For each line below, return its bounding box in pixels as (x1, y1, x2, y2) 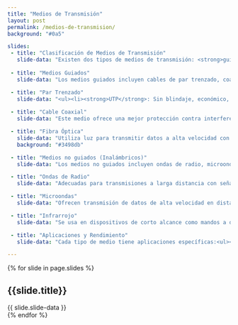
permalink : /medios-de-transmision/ (7, 23, 115, 31)
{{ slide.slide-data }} (7, 303, 67, 312)
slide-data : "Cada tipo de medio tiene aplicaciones (16, 238, 176, 246)
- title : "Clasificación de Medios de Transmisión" (10, 50, 166, 57)
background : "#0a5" (7, 30, 65, 38)
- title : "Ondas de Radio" (10, 173, 91, 181)
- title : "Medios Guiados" (10, 69, 91, 77)
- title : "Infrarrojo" (10, 212, 78, 219)
